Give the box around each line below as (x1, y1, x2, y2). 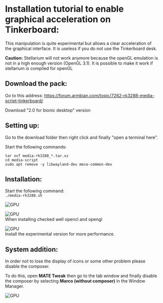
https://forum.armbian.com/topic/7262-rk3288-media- (44, 92, 155, 98)
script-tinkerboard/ (5, 98, 43, 104)
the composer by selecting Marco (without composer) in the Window (5, 278, 145, 284)
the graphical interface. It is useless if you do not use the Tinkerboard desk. (5, 45, 157, 51)
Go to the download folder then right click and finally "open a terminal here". (5, 134, 159, 140)
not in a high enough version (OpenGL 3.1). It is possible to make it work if (5, 60, 153, 66)
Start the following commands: (5, 144, 67, 150)
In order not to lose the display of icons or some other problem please (5, 258, 145, 264)
